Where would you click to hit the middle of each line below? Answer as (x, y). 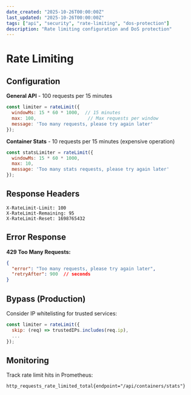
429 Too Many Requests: (39, 252)
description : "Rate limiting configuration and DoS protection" (89, 29)
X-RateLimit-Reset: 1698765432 (46, 218)
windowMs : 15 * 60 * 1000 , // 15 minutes (66, 113)
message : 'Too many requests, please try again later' (82, 124)
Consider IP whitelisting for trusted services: (62, 313)
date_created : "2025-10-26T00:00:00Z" (55, 12)
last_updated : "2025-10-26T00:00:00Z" (55, 18)
